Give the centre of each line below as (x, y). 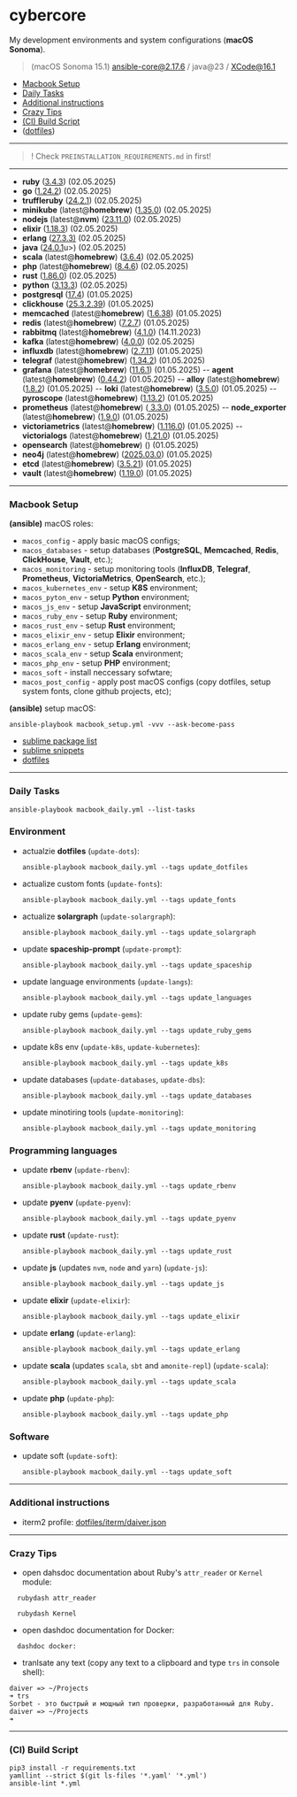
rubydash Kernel (47, 1614)
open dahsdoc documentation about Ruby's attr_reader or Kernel (142, 1573)
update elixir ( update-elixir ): (76, 1300)
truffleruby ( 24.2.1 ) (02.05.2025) (82, 200)
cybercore (48, 15)
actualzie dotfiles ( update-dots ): (80, 851)
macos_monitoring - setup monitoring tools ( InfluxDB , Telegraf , (136, 569)
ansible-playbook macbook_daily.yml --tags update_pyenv (129, 1219)
